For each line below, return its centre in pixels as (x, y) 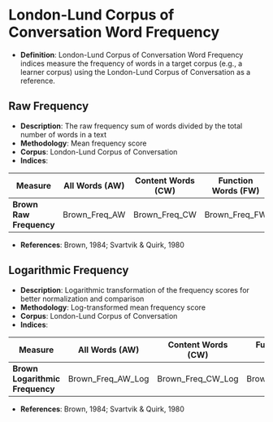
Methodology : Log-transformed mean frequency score (113, 307)
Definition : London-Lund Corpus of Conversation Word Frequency (132, 54)
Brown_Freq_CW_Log (198, 378)
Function (236, 181)
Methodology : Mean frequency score (83, 143)
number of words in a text (63, 134)
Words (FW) (236, 190)
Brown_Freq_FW (236, 215)
